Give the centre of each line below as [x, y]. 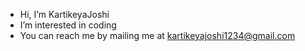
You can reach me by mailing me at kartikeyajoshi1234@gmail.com [157, 35]
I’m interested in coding [68, 25]
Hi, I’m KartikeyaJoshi [64, 14]
